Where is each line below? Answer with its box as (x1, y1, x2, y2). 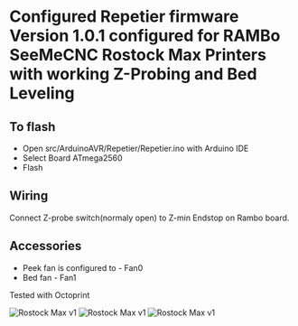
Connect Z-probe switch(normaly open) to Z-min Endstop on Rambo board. (9, 212, 290, 223)
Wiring (9, 188, 49, 204)
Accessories (9, 238, 82, 254)
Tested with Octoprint (9, 289, 90, 300)
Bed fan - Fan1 (22, 272, 77, 283)
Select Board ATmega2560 (22, 153, 124, 163)
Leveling (9, 83, 75, 104)
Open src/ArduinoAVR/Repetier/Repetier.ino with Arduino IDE (22, 143, 249, 154)
